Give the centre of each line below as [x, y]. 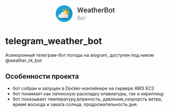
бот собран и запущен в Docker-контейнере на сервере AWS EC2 [83, 88]
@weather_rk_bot [23, 61]
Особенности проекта [42, 76]
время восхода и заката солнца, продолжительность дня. [75, 104]
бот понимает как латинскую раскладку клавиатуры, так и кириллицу [88, 94]
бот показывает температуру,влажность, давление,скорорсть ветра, [87, 99]
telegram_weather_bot [54, 41]
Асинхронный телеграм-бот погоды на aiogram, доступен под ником [80, 55]
